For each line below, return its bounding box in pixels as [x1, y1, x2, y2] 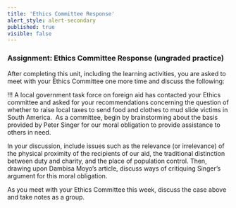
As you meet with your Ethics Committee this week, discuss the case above [7, 185, 227, 194]
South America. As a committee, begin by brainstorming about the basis [7, 113, 218, 121]
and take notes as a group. [7, 192, 85, 201]
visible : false [7, 30, 52, 37]
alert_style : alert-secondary [7, 17, 97, 24]
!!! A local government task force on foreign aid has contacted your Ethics [7, 90, 221, 99]
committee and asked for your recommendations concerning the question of [7, 98, 229, 106]
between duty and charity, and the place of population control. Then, [7, 157, 207, 165]
